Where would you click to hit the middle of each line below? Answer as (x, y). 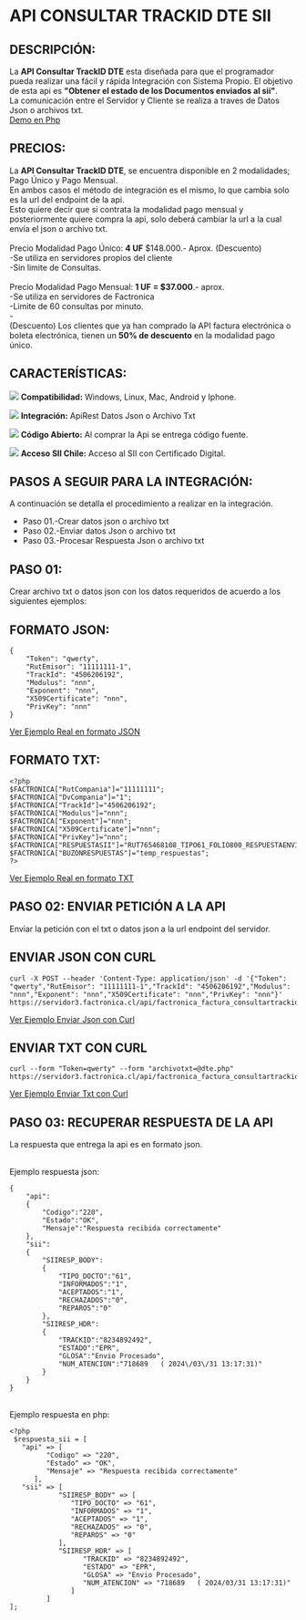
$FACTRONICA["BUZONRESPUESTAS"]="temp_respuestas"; (109, 853)
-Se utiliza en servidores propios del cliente (91, 257)
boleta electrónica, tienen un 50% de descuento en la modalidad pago (143, 335)
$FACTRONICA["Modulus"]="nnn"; (69, 813)
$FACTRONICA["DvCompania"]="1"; (71, 797)
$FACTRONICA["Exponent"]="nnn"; (71, 821)
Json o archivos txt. (46, 110)
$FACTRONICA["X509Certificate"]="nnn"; (85, 829)
